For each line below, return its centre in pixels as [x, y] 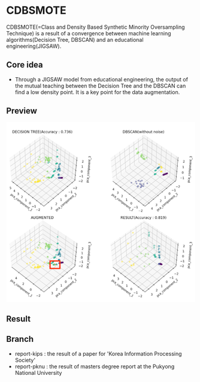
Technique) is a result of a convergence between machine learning [89, 33]
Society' [25, 360]
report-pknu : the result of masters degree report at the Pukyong [95, 366]
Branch [20, 339]
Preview [22, 111]
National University [38, 372]
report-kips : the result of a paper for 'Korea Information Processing [98, 353]
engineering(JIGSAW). [34, 46]
